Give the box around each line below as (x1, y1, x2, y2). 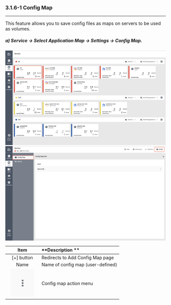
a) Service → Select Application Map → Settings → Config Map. (5, 37, 142, 43)
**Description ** (41, 247, 80, 253)
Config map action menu (41, 281, 93, 287)
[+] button (12, 254, 33, 261)
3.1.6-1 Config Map (5, 4, 53, 11)
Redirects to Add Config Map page (41, 254, 114, 261)
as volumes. (5, 26, 31, 32)
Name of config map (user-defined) (41, 261, 118, 267)
